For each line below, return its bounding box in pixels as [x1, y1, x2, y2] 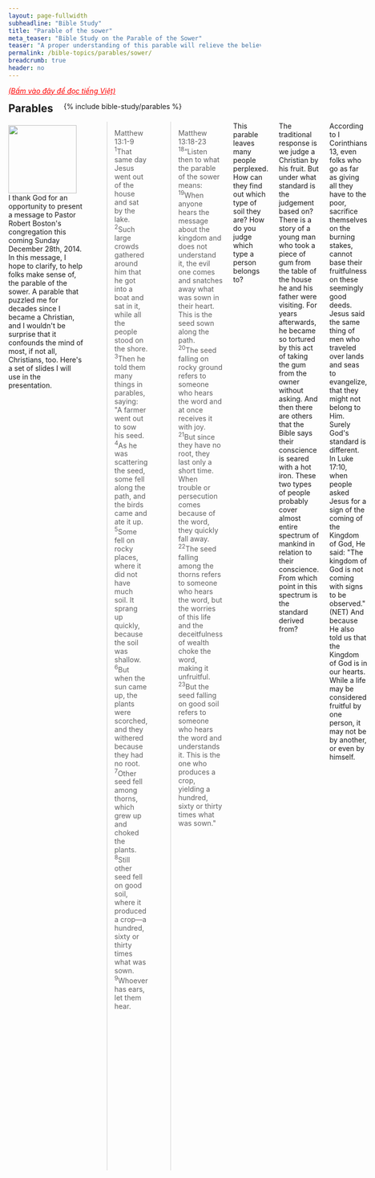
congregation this [8, 226, 67, 237]
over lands [329, 351, 365, 361]
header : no [8, 64, 45, 72]
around [114, 258, 139, 269]
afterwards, [278, 317, 317, 327]
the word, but [178, 595, 223, 605]
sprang [114, 603, 138, 614]
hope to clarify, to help [8, 261, 83, 270]
